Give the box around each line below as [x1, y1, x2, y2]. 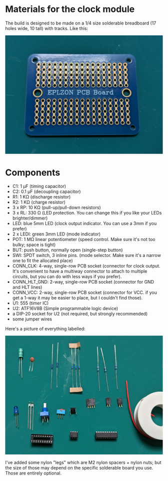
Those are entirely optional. [5, 470, 61, 476]
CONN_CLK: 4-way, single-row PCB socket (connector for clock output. [12, 263, 160, 269]
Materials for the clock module [5, 3, 135, 15]
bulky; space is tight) [12, 241, 56, 248]
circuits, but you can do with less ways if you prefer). [12, 273, 122, 279]
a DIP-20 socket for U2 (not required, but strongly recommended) [12, 311, 148, 317]
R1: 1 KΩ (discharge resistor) [12, 194, 71, 200]
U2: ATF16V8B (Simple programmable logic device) [12, 305, 118, 311]
